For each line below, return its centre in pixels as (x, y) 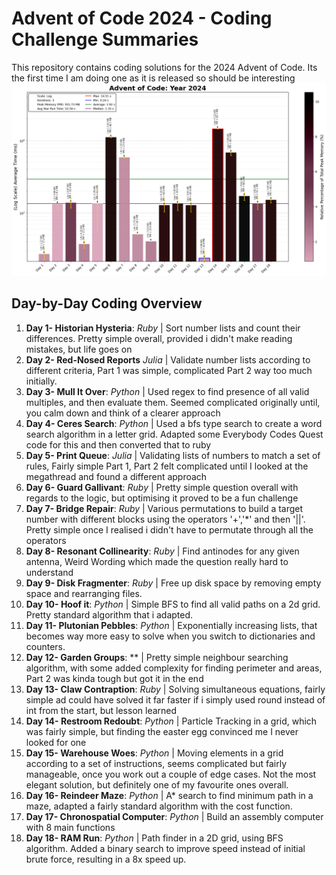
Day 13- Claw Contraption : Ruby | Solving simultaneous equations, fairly (175, 689)
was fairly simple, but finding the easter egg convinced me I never (162, 731)
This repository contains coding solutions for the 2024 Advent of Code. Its (164, 67)
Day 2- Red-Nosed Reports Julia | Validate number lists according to (168, 359)
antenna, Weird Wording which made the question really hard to (157, 561)
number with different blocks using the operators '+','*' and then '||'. (165, 519)
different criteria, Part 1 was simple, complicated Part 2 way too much (169, 370)
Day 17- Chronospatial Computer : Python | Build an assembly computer (174, 816)
